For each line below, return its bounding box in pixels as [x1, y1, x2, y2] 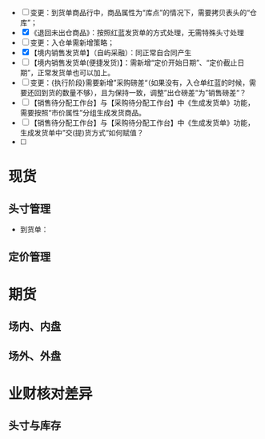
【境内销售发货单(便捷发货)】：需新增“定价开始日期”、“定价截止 [30, 58, 238, 67]
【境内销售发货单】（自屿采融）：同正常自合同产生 [30, 48, 192, 57]
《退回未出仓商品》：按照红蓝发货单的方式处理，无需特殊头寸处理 [30, 28, 244, 37]
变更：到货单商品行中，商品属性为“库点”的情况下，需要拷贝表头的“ [30, 8, 251, 17]
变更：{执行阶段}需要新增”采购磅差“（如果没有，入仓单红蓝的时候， [30, 78, 250, 87]
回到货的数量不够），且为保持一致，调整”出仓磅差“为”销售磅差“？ [34, 88, 247, 97]
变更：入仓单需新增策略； [30, 38, 114, 47]
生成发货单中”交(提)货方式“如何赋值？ [19, 128, 144, 137]
